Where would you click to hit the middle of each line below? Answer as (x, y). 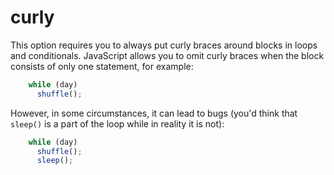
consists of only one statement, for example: (102, 66)
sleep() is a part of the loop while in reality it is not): (117, 123)
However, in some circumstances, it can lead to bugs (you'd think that (154, 113)
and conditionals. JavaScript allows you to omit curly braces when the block (167, 55)
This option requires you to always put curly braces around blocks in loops (164, 45)
